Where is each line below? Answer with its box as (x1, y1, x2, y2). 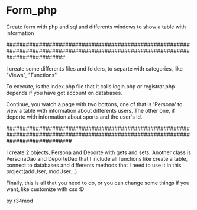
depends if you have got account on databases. (6, 89, 122, 96)
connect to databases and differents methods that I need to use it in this (6, 161, 182, 168)
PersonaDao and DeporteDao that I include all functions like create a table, (6, 155, 188, 162)
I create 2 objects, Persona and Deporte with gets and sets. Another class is (6, 149, 191, 156)
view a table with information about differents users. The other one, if (6, 107, 175, 114)
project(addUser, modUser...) (6, 167, 77, 175)
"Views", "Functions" (6, 71, 57, 78)
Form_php (6, 4, 57, 17)
